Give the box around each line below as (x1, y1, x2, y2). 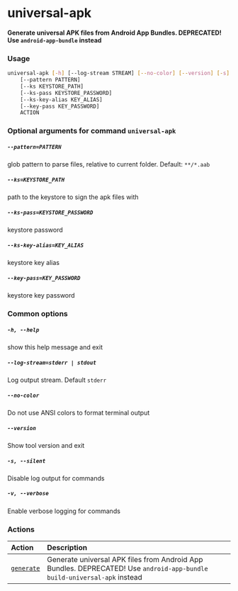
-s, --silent (7, 457, 46, 465)
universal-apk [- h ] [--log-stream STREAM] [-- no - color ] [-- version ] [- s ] (7, 69, 230, 77)
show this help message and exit (7, 343, 103, 351)
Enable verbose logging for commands (7, 507, 120, 515)
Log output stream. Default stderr (7, 376, 107, 384)
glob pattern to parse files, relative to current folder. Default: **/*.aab (7, 160, 210, 169)
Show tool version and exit (7, 441, 85, 449)
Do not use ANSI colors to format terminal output (7, 408, 150, 417)
